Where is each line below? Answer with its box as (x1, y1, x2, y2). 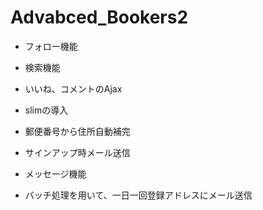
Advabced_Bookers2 (10, 6, 189, 29)
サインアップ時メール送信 (24, 146, 131, 158)
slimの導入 (24, 104, 69, 116)
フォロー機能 (24, 40, 78, 52)
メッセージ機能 (24, 167, 87, 180)
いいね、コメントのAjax (24, 82, 123, 95)
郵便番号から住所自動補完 (24, 125, 131, 137)
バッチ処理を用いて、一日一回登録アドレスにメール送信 (24, 189, 253, 201)
